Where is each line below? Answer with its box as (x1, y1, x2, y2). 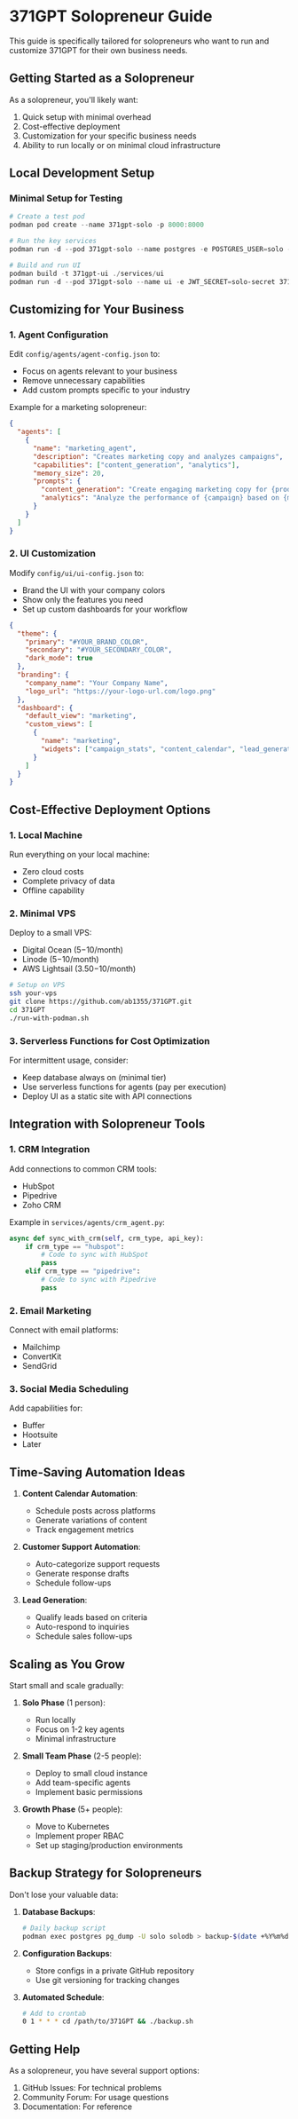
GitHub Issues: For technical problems (21, 2083, 162, 2093)
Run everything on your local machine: (9, 849, 151, 859)
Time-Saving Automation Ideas (9, 1465, 185, 1480)
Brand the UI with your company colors (21, 584, 166, 596)
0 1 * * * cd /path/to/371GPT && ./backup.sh (21, 2017, 193, 2026)
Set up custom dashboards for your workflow (21, 604, 188, 614)
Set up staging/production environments (35, 1839, 184, 1850)
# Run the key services (9, 237, 98, 246)
